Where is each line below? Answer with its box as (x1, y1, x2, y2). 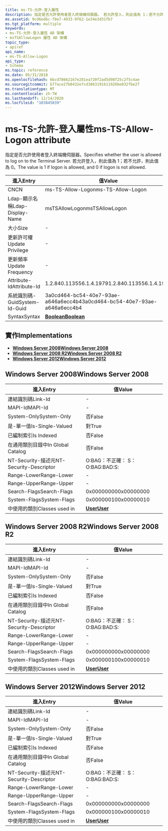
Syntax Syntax (7, 313, 40, 320)
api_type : (5, 59, 26, 64)
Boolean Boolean (44, 313, 85, 320)
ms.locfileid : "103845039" (5, 101, 61, 106)
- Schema (5, 63, 23, 68)
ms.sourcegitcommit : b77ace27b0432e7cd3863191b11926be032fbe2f (5, 82, 140, 87)
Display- (7, 209, 28, 216)
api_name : (5, 49, 26, 54)
